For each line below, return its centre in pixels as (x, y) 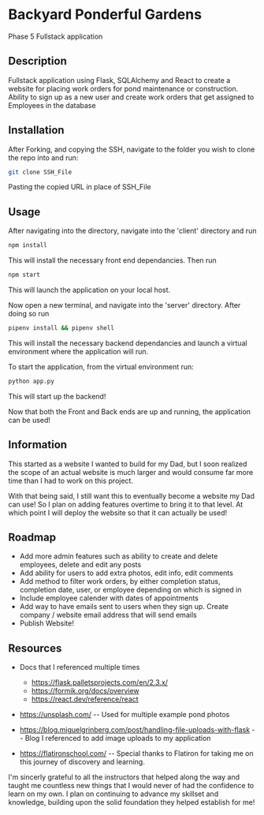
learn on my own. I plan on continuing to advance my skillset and (113, 794)
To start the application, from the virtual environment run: (101, 366)
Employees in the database (52, 105)
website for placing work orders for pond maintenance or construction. (123, 88)
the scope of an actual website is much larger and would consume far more (131, 472)
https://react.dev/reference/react (85, 699)
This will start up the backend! (57, 396)
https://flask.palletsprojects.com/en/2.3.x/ (99, 682)
